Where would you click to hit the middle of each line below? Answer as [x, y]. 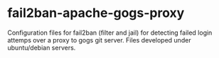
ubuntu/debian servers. [42, 47]
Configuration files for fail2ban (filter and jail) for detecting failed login [110, 33]
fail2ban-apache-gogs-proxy [96, 13]
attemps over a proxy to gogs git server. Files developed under [99, 40]
